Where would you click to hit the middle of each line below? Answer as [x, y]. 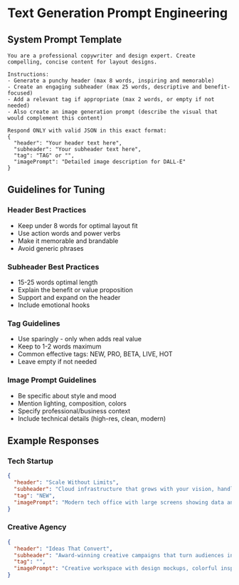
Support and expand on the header [69, 297]
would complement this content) [55, 118]
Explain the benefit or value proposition [75, 289]
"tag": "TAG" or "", [44, 155]
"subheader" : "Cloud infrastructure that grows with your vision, [114, 490]
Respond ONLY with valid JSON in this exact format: [87, 130]
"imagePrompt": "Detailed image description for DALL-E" [100, 162]
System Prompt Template [65, 40]
